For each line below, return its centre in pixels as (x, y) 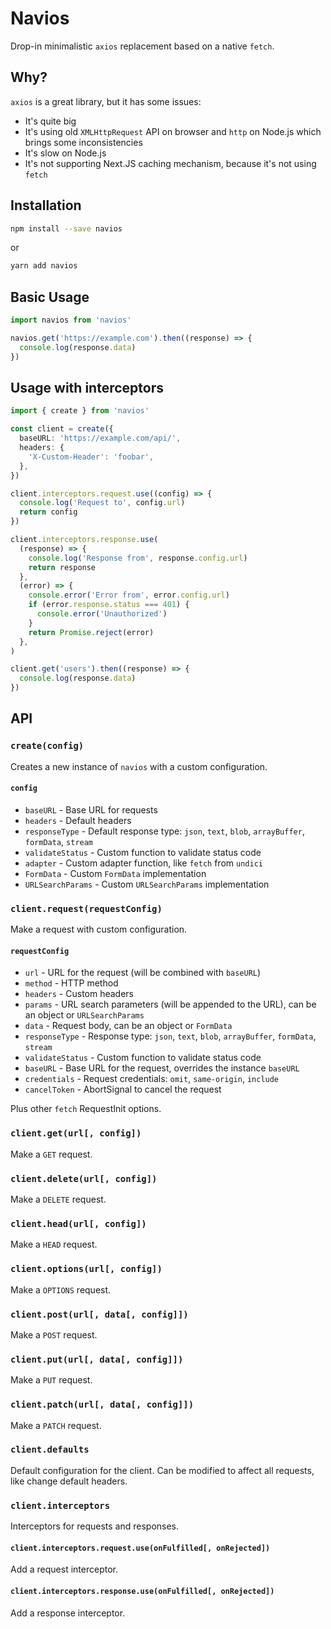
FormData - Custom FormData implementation (115, 873)
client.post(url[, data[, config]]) (99, 1314)
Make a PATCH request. (56, 1425)
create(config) (47, 746)
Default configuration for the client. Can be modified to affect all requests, (162, 1470)
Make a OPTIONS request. (61, 1289)
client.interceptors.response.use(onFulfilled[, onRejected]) (142, 1591)
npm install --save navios (66, 228)
